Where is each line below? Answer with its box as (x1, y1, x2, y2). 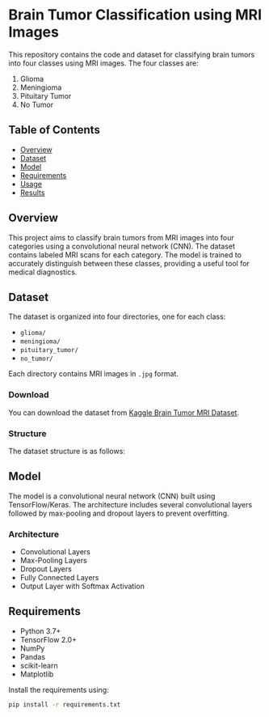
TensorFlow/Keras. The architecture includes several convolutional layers (8, 499, 253, 509)
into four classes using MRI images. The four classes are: (8, 58, 200, 68)
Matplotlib (19, 669, 54, 679)
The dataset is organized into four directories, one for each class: (8, 312, 226, 321)
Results (19, 188, 45, 197)
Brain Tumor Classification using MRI (8, 6, 263, 24)
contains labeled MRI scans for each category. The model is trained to (8, 249, 242, 260)
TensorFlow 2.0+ (19, 634, 77, 644)
